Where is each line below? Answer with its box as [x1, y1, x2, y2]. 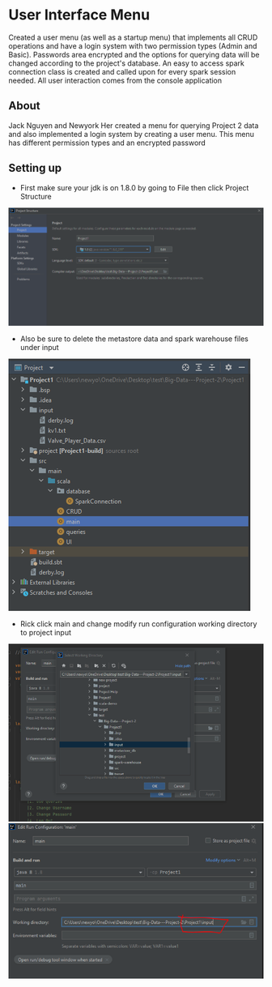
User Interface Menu [8, 6, 151, 24]
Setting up [8, 161, 62, 175]
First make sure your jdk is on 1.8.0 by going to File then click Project [19, 182, 249, 192]
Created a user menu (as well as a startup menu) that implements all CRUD [8, 32, 258, 42]
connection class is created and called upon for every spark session [8, 66, 236, 76]
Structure [19, 191, 52, 201]
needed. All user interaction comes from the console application [8, 75, 223, 85]
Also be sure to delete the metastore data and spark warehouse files [19, 334, 249, 344]
